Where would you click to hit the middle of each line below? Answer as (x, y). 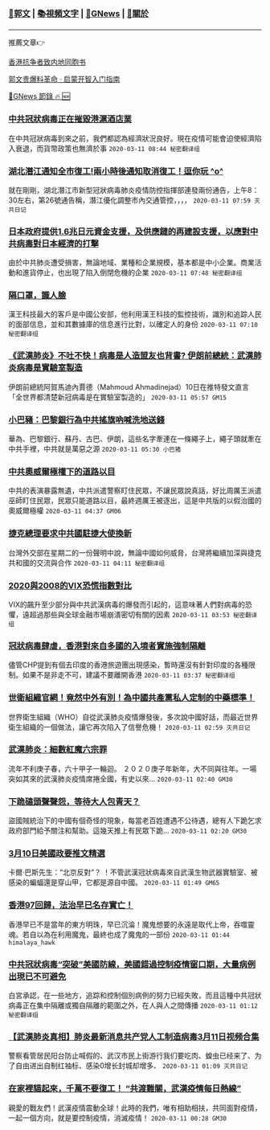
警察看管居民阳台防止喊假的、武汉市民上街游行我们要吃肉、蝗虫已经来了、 (131, 1056)
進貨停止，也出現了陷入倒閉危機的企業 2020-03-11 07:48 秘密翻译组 (132, 272)
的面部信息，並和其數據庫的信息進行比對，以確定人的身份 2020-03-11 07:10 (133, 325)
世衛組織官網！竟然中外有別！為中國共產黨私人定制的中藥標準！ (132, 698)
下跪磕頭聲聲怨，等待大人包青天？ (74, 801)
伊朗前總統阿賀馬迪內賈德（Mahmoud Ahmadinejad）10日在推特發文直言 (129, 387)
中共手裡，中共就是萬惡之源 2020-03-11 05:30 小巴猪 (95, 449)
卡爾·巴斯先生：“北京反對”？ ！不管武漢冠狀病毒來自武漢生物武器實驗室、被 (133, 872)
